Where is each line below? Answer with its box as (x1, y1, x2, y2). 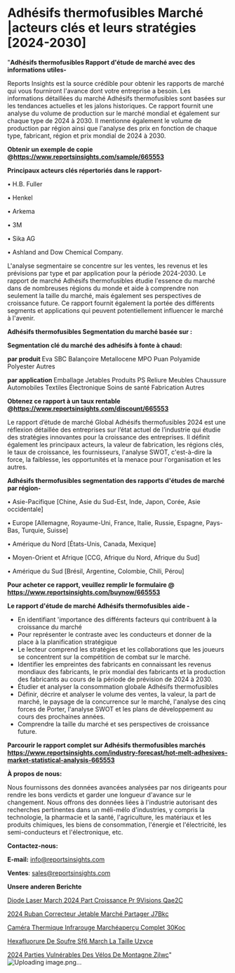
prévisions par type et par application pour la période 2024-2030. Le (7, 269, 207, 277)
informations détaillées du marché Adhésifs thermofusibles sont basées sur (7, 94, 226, 103)
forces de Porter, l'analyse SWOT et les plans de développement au (17, 704, 213, 713)
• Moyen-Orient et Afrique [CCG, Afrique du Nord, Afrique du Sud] (7, 553, 200, 562)
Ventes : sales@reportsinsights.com (7, 868, 111, 877)
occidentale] (7, 505, 43, 513)
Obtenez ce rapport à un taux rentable (7, 397, 121, 405)
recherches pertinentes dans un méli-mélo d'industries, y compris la (7, 805, 205, 813)
